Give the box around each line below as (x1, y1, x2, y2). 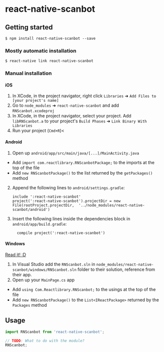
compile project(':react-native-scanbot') (17, 230, 105, 235)
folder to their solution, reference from (77, 266, 155, 272)
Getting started (5, 23, 53, 31)
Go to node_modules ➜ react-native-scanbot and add (12, 102, 119, 109)
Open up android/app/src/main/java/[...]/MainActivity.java (12, 150, 139, 156)
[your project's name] (12, 98, 59, 103)
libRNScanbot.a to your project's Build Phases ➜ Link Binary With (12, 118, 147, 124)
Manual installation (5, 70, 52, 77)
